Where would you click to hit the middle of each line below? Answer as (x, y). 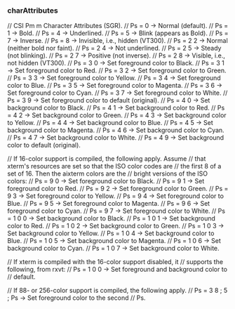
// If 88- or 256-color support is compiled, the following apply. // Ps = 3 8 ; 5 (117, 291)
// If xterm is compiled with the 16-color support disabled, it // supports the (115, 262)
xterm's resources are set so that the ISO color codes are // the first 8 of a (114, 166)
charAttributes (33, 11)
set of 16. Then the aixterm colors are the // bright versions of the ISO (108, 173)
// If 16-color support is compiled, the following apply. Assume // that (107, 159)
